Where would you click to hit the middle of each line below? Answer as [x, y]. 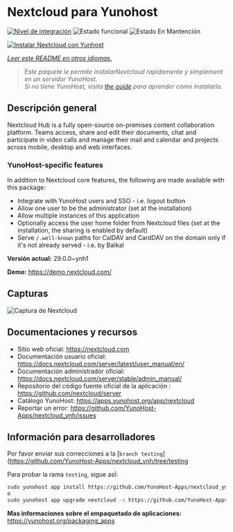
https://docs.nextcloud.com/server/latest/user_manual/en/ [101, 363]
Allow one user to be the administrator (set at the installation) [104, 208]
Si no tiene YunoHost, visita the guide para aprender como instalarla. [123, 86]
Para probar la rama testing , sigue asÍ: [62, 474]
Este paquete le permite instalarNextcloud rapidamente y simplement [123, 71]
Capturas [28, 294]
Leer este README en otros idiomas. [60, 58]
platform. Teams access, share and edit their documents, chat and [102, 132]
